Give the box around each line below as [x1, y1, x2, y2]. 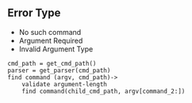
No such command [18, 27, 82, 36]
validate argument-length [21, 80, 108, 88]
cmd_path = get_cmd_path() [7, 59, 97, 67]
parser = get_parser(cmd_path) [7, 67, 111, 74]
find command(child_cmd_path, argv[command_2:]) [21, 87, 186, 95]
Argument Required [18, 36, 83, 45]
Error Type [7, 6, 61, 20]
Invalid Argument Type [18, 44, 94, 54]
